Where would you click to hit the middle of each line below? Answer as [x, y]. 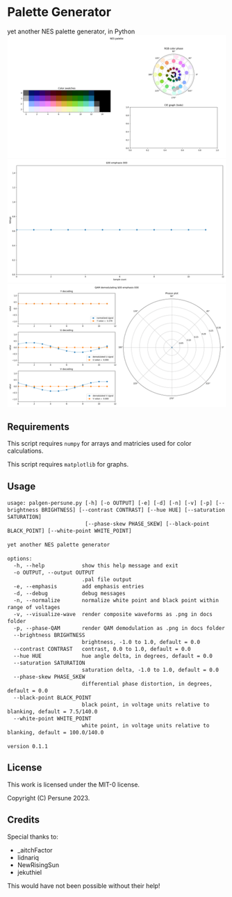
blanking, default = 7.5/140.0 [52, 712]
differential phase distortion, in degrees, [147, 684]
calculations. [25, 451]
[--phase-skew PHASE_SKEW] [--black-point [147, 524]
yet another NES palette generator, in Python [71, 31]
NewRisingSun [38, 865]
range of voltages [34, 608]
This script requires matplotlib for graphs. [68, 464]
